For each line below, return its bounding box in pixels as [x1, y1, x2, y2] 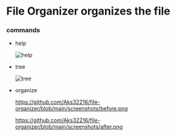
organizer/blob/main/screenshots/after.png [15, 123, 123, 131]
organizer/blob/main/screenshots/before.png [15, 105, 129, 112]
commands [6, 26, 41, 35]
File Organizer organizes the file [6, 4, 171, 18]
